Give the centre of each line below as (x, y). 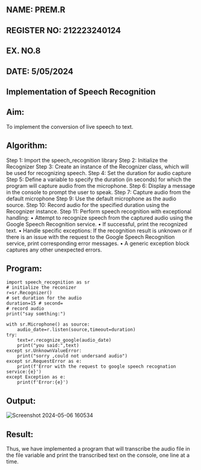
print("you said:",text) (48, 345)
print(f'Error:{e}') (43, 382)
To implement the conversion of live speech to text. (70, 126)
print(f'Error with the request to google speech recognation (97, 366)
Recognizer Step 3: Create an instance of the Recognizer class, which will (98, 166)
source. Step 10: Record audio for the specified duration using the (88, 205)
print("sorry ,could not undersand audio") (73, 356)
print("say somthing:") (36, 314)
